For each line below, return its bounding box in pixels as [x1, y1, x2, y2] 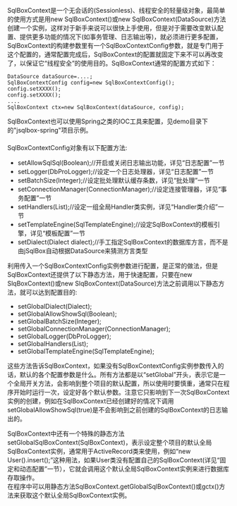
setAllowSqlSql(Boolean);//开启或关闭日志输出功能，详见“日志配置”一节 [17, 159, 225, 167]
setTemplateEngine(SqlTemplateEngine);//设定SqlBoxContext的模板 [17, 221, 214, 228]
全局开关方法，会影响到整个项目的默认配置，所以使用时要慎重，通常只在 [13, 379, 224, 388]
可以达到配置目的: [25, 288, 78, 296]
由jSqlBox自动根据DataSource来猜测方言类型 [17, 247, 148, 255]
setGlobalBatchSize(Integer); [17, 317, 102, 326]
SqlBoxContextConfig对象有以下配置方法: [7, 144, 128, 152]
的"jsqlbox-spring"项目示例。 [7, 126, 92, 134]
